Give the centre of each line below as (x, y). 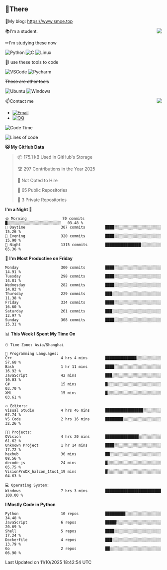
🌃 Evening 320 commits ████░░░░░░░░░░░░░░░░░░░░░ (83, 236)
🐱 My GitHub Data (25, 147)
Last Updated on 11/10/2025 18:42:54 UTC (48, 562)
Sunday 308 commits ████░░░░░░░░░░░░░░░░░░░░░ (83, 320)
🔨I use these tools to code (32, 62)
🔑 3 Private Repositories (42, 200)
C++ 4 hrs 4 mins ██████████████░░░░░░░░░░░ (83, 358)
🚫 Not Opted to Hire (38, 180)
